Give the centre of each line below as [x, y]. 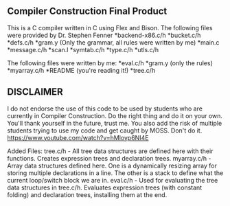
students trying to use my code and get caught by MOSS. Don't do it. [105, 130]
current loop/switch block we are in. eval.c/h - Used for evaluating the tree [113, 180]
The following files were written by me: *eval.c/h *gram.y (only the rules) [110, 63]
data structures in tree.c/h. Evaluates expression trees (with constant [105, 187]
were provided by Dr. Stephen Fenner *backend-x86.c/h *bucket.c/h [104, 35]
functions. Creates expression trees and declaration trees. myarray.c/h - [109, 158]
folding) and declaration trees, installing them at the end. [87, 194]
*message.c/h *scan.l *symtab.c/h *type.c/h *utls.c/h [83, 49]
